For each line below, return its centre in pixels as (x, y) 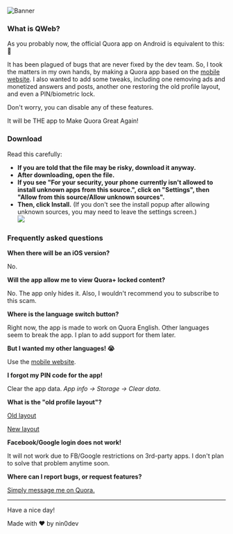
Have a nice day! (31, 510)
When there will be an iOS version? (59, 252)
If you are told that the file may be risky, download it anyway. (106, 167)
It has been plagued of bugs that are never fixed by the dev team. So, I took (115, 64)
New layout (23, 429)
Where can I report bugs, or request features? (75, 476)
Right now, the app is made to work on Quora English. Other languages (108, 327)
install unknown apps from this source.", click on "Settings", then (113, 189)
